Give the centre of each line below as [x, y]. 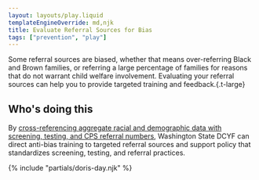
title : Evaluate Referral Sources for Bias [80, 30]
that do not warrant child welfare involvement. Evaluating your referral [121, 76]
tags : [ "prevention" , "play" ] [58, 37]
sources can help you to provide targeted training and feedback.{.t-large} [127, 85]
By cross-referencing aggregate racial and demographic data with [115, 128]
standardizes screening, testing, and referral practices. [97, 153]
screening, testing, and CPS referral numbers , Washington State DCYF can [129, 136]
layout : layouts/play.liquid [56, 15]
